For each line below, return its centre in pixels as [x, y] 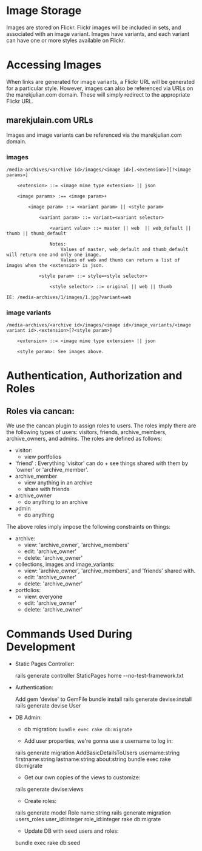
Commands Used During [69, 634]
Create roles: [40, 801]
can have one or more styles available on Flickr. [66, 40]
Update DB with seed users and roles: [72, 831]
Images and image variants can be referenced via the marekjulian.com [94, 135]
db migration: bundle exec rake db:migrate [78, 729]
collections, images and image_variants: [65, 564]
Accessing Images [54, 65]
